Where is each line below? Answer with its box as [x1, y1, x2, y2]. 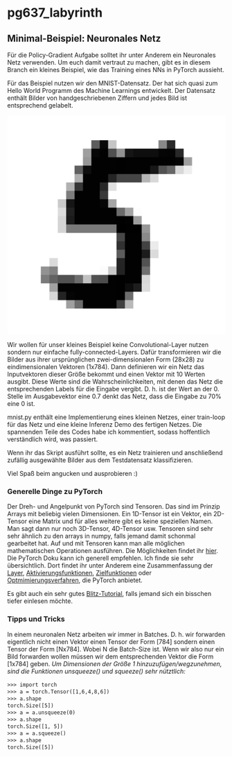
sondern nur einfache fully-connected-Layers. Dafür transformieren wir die [7, 348, 222, 356]
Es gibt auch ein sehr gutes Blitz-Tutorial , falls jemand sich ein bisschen [7, 590, 212, 598]
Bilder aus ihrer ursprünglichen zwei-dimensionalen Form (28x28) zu [7, 355, 204, 364]
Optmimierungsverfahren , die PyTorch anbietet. [7, 576, 143, 584]
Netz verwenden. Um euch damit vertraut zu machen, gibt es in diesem [7, 58, 211, 67]
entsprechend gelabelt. [7, 101, 74, 109]
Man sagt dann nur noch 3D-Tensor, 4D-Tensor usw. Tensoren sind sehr [7, 525, 213, 533]
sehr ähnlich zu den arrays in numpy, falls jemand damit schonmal [7, 532, 196, 541]
